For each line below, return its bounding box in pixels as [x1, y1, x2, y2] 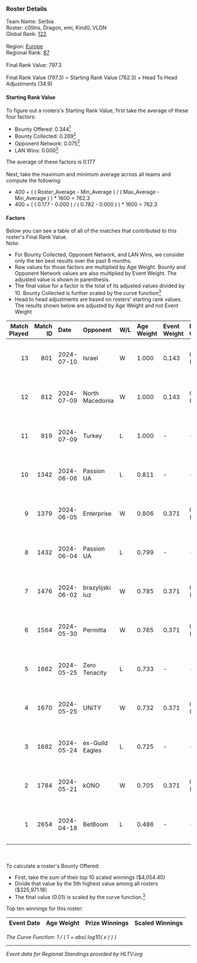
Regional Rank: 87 [6, 49, 50, 56]
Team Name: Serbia [6, 18, 54, 25]
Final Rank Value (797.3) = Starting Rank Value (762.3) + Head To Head [6, 74, 178, 81]
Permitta [83, 626, 107, 634]
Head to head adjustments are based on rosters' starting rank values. [14, 296, 182, 303]
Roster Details [6, 5, 47, 13]
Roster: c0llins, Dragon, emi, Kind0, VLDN [6, 24, 107, 31]
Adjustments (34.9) [6, 80, 53, 87]
